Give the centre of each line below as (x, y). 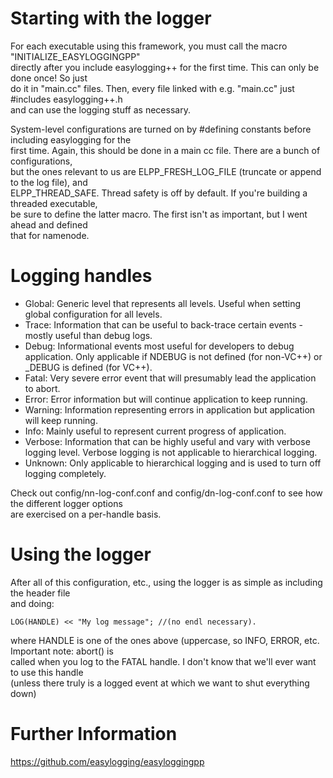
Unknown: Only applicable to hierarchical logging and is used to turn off (173, 463)
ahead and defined (49, 224)
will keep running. (61, 420)
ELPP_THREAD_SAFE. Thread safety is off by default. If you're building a (159, 193)
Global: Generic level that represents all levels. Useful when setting (163, 303)
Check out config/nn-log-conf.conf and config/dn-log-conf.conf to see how (166, 493)
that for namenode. (50, 235)
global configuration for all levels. (93, 314)
